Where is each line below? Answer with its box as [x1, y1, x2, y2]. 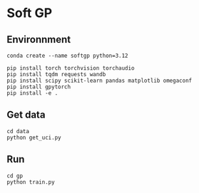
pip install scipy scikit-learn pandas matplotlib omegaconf [6, 77, 193, 84]
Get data [6, 109, 46, 121]
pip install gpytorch [6, 83, 71, 90]
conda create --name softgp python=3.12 [6, 52, 129, 59]
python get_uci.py [6, 134, 61, 141]
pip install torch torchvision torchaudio [6, 65, 135, 72]
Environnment [6, 33, 71, 46]
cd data [6, 127, 30, 135]
